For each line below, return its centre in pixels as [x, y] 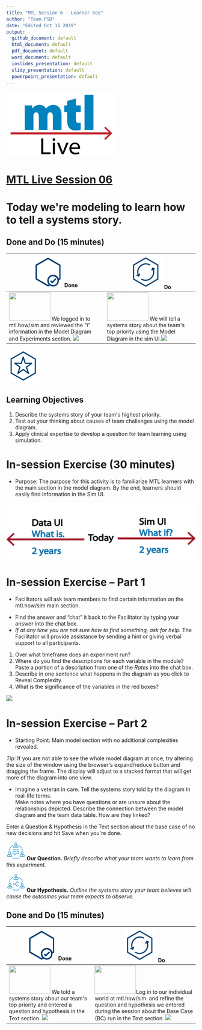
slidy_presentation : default [48, 70]
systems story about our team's [48, 999]
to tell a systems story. [64, 220]
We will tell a [165, 319]
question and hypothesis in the [47, 1011]
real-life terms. [33, 795]
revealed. [26, 746]
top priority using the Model [141, 331]
